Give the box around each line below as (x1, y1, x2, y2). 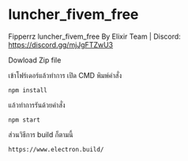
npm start (8, 116, 41, 124)
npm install (8, 86, 47, 94)
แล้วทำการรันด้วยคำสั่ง (8, 100, 66, 110)
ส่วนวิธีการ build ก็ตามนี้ (8, 129, 73, 139)
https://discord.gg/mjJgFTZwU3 (8, 39, 113, 49)
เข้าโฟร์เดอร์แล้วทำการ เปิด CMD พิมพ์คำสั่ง (8, 70, 122, 80)
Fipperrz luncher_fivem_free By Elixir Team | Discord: (8, 32, 182, 41)
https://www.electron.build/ (8, 145, 104, 153)
